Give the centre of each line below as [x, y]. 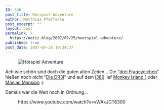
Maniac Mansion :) [25, 82]
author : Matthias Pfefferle [35, 19]
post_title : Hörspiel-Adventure [39, 15]
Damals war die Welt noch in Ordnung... [47, 92]
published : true [22, 43]
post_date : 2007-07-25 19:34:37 [39, 47]
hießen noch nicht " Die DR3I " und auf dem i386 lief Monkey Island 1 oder [81, 77]
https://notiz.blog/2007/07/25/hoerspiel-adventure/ [67, 38]
